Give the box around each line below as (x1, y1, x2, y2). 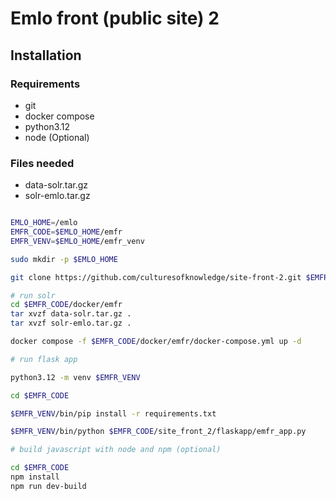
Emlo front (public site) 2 (10, 7, 220, 30)
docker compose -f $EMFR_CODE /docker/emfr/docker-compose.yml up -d (10, 337, 302, 347)
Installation (10, 47, 82, 64)
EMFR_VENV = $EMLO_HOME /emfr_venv (10, 236, 145, 246)
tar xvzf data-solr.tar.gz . (10, 309, 132, 319)
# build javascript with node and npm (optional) (10, 445, 222, 455)
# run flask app (10, 354, 78, 364)
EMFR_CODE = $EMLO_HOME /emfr (10, 227, 123, 237)
